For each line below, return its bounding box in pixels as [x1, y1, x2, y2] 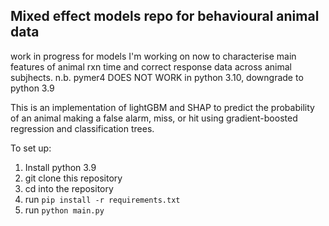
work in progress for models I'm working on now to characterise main [10, 50, 297, 62]
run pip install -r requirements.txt [24, 193, 181, 205]
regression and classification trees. [10, 122, 155, 134]
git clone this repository [24, 172, 123, 184]
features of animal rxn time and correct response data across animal [10, 60, 292, 73]
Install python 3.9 [24, 161, 97, 173]
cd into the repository [24, 182, 114, 194]
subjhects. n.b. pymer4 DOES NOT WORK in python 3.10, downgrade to [10, 71, 304, 83]
